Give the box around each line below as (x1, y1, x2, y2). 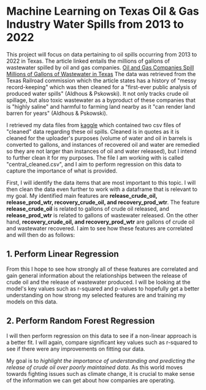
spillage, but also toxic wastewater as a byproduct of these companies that (6, 96, 196, 104)
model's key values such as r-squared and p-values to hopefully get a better (6, 284, 200, 292)
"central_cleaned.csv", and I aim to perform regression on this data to (6, 160, 182, 168)
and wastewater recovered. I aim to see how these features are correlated (6, 224, 193, 232)
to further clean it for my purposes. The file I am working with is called (6, 154, 184, 161)
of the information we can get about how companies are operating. (6, 376, 176, 384)
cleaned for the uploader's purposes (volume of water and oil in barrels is (6, 134, 193, 142)
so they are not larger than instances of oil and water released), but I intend (6, 147, 197, 155)
